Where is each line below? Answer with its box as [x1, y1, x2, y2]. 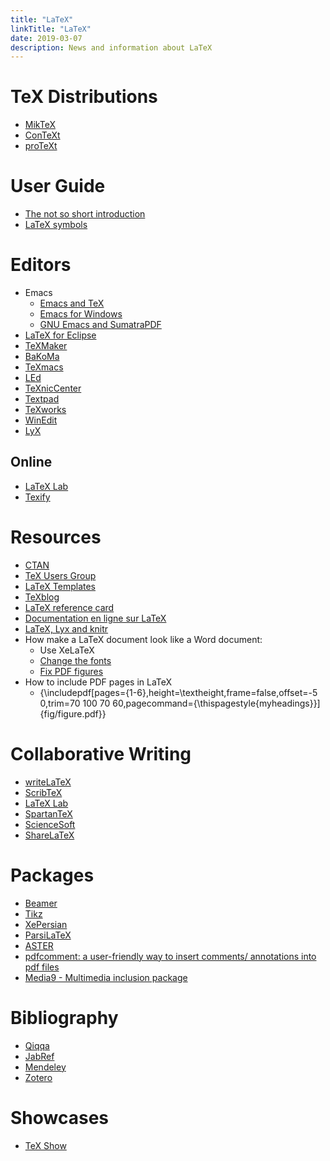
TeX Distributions [10, 86, 158, 108]
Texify [24, 491, 51, 503]
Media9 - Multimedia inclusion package [24, 971, 188, 983]
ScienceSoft [24, 818, 76, 830]
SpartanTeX [24, 807, 73, 820]
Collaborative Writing [10, 743, 192, 765]
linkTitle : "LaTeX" [10, 24, 92, 34]
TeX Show [24, 1139, 67, 1151]
